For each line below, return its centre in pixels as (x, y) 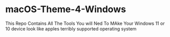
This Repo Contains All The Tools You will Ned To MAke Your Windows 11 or (85, 23)
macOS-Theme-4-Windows (66, 9)
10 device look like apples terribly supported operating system (71, 28)
